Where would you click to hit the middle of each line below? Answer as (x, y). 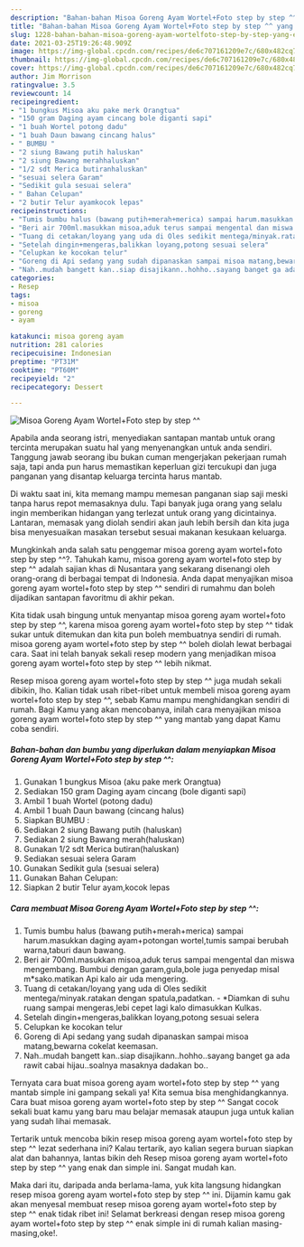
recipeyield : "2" (43, 379)
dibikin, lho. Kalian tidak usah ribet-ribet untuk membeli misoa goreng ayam (151, 690)
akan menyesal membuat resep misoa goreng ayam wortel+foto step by (144, 1205)
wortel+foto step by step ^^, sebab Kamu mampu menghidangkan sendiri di (150, 700)
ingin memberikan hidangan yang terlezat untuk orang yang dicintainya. (143, 513)
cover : (23, 69)
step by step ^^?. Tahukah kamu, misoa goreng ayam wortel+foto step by (146, 559)
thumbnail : (31, 60)
